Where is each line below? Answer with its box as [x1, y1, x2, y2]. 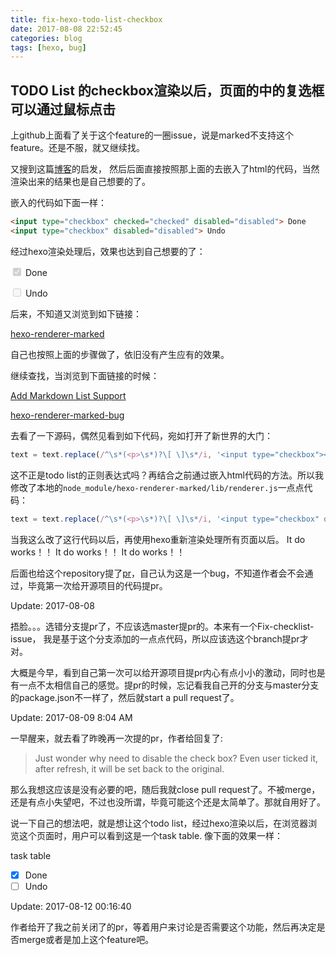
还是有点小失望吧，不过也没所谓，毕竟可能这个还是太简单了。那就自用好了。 [10, 796, 326, 808]
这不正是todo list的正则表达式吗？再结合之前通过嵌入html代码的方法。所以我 [10, 469, 325, 481]
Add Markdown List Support [10, 389, 127, 401]
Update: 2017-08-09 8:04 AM [10, 711, 133, 723]
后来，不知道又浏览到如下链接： [10, 307, 142, 320]
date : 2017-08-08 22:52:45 [10, 24, 123, 34]
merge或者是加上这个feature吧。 [18, 933, 155, 945]
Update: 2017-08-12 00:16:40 [10, 900, 132, 912]
